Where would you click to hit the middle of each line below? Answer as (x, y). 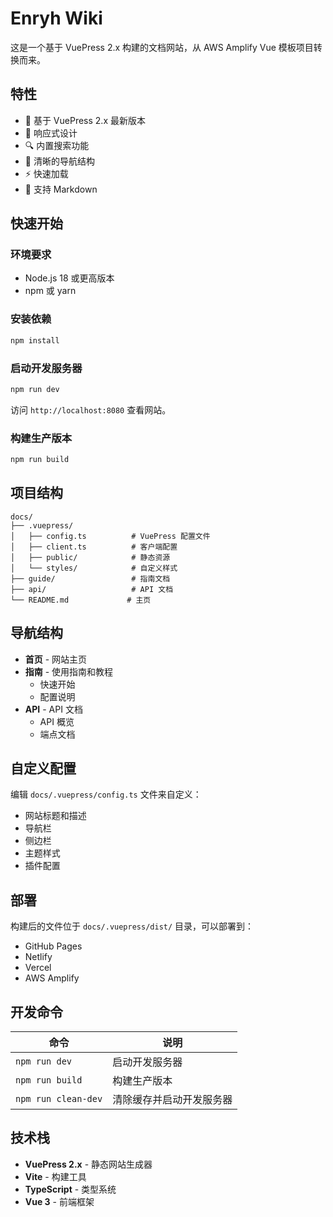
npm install (35, 340)
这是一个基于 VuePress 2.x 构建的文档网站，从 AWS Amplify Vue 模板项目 (162, 47)
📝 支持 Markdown (61, 189)
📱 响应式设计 (51, 133)
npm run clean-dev (59, 1099)
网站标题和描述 (55, 816)
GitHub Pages (53, 946)
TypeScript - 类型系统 (70, 1189)
